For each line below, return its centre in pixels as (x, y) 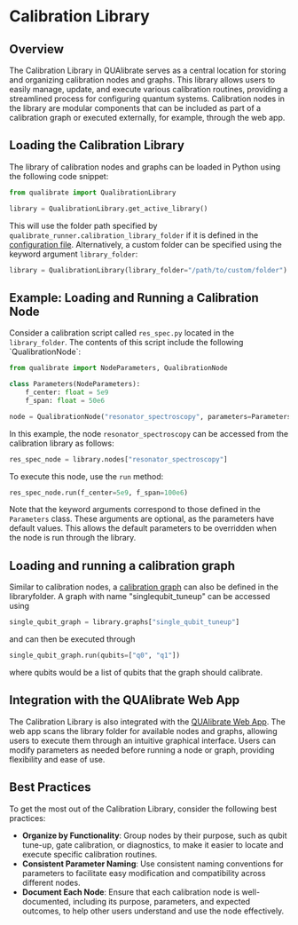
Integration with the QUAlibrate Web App (125, 700)
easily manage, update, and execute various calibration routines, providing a (149, 89)
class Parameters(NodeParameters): (75, 384)
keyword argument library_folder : (74, 254)
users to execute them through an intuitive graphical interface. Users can (143, 740)
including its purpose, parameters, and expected (161, 901)
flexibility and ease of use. (57, 759)
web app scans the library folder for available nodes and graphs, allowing (143, 731)
